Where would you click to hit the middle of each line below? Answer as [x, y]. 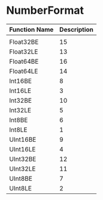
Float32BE [24, 41]
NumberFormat [45, 11]
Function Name [31, 29]
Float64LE [24, 71]
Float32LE [24, 52]
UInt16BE [23, 139]
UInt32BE [23, 159]
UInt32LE [22, 169]
